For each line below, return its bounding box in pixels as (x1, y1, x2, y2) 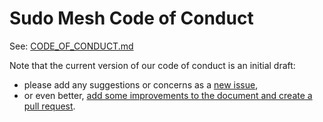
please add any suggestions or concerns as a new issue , (23, 78, 259, 91)
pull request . (23, 100, 76, 112)
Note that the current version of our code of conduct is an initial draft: (9, 59, 296, 71)
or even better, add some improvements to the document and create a (23, 89, 313, 101)
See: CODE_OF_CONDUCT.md (9, 40, 134, 52)
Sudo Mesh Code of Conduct (9, 7, 254, 30)
